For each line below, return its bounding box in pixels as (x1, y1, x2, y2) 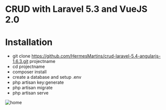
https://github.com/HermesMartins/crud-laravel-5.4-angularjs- (31, 53, 161, 59)
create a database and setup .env (12, 74, 82, 80)
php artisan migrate (12, 85, 53, 91)
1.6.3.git (12, 58, 28, 64)
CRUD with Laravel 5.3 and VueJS (5, 3, 148, 15)
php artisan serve (12, 90, 49, 96)
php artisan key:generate (12, 79, 64, 85)
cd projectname (12, 63, 45, 70)
